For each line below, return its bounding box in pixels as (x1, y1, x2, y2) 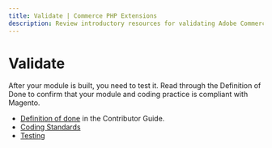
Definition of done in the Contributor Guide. (19, 114, 165, 124)
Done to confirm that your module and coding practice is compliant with (8, 90, 249, 99)
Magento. (8, 98, 40, 108)
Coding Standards (19, 122, 81, 132)
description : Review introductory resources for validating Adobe (8, 19, 237, 27)
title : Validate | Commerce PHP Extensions (8, 11, 158, 20)
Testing (19, 131, 46, 141)
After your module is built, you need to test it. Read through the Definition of (8, 81, 261, 91)
